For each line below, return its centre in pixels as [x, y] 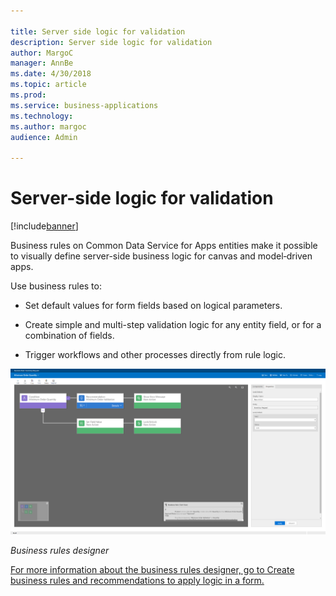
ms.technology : [42, 116]
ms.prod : [28, 95]
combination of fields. [69, 336]
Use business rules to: [56, 286]
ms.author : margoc [48, 126]
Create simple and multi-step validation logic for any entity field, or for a [173, 325]
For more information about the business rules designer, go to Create [152, 569]
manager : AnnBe [42, 63]
